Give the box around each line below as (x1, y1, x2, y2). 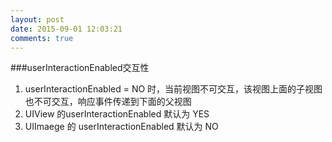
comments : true (10, 33, 74, 43)
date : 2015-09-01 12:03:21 (10, 24, 123, 34)
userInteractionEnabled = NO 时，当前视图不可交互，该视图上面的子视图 (24, 83, 323, 95)
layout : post (10, 14, 65, 25)
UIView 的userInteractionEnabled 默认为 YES (24, 108, 210, 120)
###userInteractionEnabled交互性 (10, 62, 150, 74)
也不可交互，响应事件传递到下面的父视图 (24, 96, 192, 108)
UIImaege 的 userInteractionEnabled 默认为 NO (24, 121, 219, 133)
